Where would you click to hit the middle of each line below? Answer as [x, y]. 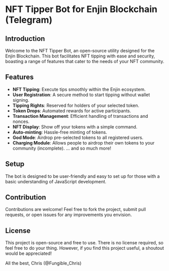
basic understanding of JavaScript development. [56, 181]
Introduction [25, 39]
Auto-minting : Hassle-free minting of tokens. [60, 132]
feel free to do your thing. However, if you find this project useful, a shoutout [85, 248]
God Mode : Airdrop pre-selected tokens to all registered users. [78, 138]
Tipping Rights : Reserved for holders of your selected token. [76, 105]
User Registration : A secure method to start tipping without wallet [81, 95]
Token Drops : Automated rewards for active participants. [72, 111]
